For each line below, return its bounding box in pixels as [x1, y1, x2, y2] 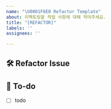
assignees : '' [6, 31, 41, 37]
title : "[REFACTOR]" [6, 19, 57, 25]
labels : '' [6, 25, 33, 31]
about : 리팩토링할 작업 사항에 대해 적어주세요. [6, 14, 106, 20]
